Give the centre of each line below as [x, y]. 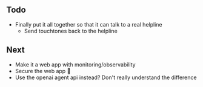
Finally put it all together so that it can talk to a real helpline [88, 24]
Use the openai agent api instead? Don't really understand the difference [106, 77]
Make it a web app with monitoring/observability [75, 64]
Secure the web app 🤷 [43, 71]
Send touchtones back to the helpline [71, 31]
